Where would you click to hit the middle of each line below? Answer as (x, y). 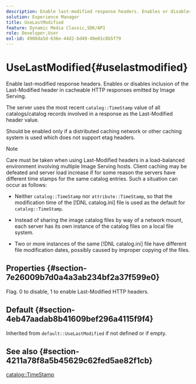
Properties (26, 269)
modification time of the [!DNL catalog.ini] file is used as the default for (100, 202)
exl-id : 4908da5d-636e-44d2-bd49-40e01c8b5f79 (64, 39)
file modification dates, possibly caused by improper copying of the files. (102, 250)
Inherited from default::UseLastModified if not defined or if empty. (87, 333)
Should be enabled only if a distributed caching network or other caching (94, 131)
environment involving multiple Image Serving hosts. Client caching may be (97, 166)
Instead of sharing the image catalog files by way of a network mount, (99, 220)
